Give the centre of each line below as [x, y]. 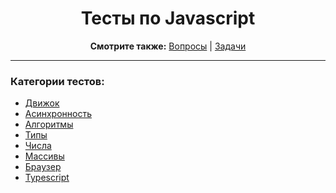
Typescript [47, 178]
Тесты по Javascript [168, 18]
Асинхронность [58, 114]
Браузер [43, 167]
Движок [42, 103]
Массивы [44, 156]
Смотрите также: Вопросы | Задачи [168, 46]
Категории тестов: [57, 81]
